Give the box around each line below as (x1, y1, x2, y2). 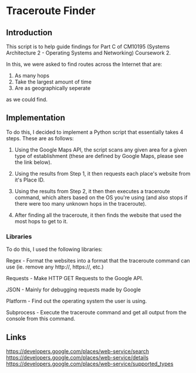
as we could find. (6, 96, 48, 103)
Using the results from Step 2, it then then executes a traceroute (14, 187, 170, 194)
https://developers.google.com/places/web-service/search (6, 348, 150, 355)
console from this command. (6, 315, 75, 322)
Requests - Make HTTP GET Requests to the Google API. (6, 275, 144, 282)
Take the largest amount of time (14, 78, 92, 85)
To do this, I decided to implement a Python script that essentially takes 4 (6, 128, 184, 136)
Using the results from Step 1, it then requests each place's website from (14, 170, 191, 177)
